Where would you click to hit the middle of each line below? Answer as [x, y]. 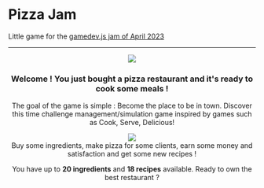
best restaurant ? [132, 178]
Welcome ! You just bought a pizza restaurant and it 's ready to [132, 79]
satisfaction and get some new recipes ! [132, 154]
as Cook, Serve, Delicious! [132, 123]
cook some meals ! [132, 88]
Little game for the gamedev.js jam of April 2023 [86, 36]
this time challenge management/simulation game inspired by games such [132, 114]
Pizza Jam [42, 15]
